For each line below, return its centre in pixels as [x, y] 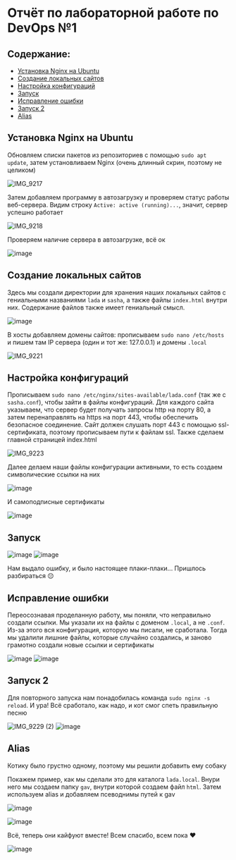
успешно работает [35, 212]
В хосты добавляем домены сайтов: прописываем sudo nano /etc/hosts [116, 334]
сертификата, [27, 432]
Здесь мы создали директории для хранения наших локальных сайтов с [117, 292]
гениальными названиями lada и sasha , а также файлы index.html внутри [117, 300]
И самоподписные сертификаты [56, 502]
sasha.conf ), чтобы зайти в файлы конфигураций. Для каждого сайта [111, 403]
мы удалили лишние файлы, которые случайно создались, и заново [110, 638]
